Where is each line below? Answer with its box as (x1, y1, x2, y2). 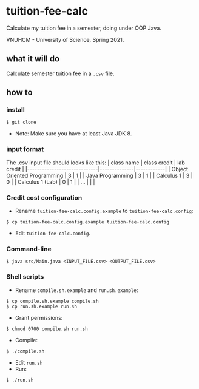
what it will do (6, 53, 60, 64)
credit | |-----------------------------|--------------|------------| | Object (6, 165, 189, 172)
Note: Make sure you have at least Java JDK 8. (15, 130, 132, 137)
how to (6, 87, 33, 98)
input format (6, 145, 44, 154)
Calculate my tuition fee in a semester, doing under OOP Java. (6, 24, 162, 32)
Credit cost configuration (6, 193, 83, 201)
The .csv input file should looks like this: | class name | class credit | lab (6, 159, 185, 166)
